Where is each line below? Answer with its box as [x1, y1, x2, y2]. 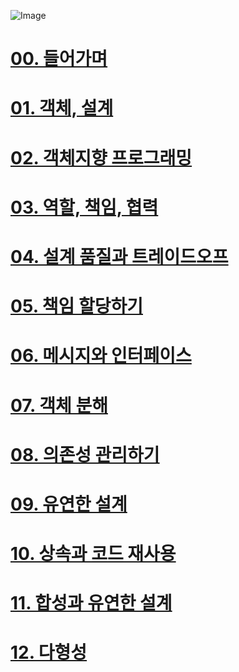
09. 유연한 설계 [10, 493, 128, 515]
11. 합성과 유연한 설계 [10, 592, 173, 615]
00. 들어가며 [10, 48, 108, 70]
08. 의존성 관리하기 [10, 443, 160, 466]
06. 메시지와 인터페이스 [10, 345, 192, 367]
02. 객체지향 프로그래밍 [10, 146, 193, 169]
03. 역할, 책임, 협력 [10, 196, 159, 219]
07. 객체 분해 [10, 394, 108, 417]
